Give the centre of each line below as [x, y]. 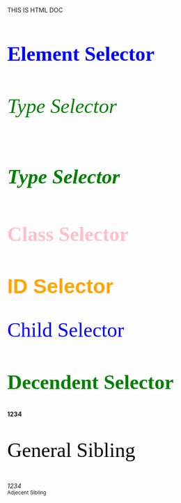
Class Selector [68, 234]
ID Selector [60, 286]
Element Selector [81, 54]
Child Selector [66, 330]
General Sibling [71, 450]
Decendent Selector [90, 382]
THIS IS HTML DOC [35, 10]
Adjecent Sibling [27, 493]
